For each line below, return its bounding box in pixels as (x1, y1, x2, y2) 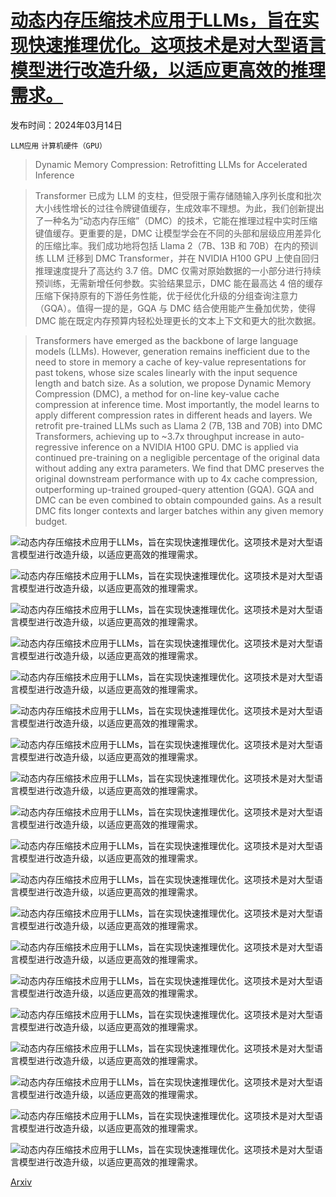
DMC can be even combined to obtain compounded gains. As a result (34, 494, 322, 506)
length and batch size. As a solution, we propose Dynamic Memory (34, 377, 312, 389)
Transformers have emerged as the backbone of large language (34, 334, 299, 346)
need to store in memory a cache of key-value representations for (34, 356, 307, 368)
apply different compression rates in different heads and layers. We (34, 409, 313, 421)
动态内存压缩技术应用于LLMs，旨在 (10, 9, 302, 32)
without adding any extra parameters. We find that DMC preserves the (34, 462, 325, 474)
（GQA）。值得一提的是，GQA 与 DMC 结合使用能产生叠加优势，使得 (34, 302, 317, 314)
